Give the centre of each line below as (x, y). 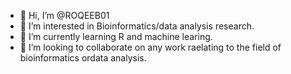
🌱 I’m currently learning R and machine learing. (116, 36)
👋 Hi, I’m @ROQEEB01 (64, 15)
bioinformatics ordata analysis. (83, 58)
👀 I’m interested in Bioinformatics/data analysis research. (137, 26)
